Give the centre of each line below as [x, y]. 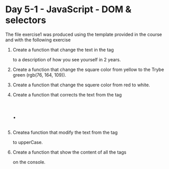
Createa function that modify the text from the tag [65, 132]
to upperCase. [28, 142]
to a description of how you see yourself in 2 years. [67, 59]
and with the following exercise [38, 40]
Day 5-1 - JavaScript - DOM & [68, 9]
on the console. [29, 162]
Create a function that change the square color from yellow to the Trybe [88, 69]
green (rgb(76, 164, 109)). [39, 75]
